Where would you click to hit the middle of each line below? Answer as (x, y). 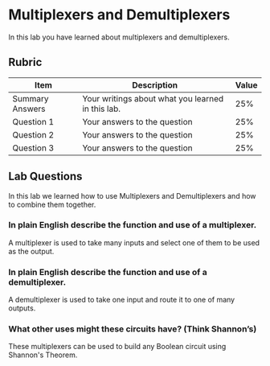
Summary (31, 98)
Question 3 (33, 148)
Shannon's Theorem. (43, 355)
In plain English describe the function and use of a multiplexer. (133, 225)
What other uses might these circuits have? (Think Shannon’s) (133, 329)
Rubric (25, 62)
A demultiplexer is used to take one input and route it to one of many (122, 300)
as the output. (31, 251)
